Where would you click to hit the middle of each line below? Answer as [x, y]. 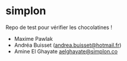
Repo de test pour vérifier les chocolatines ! [59, 27]
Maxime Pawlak [33, 38]
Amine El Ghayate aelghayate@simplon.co [66, 51]
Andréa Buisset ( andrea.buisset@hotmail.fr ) [68, 45]
